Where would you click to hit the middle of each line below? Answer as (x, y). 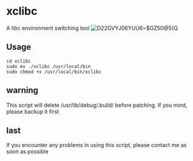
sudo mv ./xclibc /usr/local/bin (49, 66)
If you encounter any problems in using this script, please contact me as (96, 145)
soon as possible (27, 152)
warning (22, 90)
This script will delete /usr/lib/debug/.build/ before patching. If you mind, (97, 105)
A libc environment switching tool (48, 28)
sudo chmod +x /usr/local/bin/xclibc (54, 72)
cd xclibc (19, 61)
